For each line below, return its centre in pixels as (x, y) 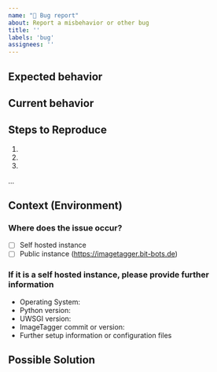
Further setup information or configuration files (96, 335)
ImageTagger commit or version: (72, 326)
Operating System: (50, 302)
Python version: (45, 310)
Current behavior (51, 103)
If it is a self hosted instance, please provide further (109, 274)
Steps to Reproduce (58, 130)
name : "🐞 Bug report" (44, 15)
